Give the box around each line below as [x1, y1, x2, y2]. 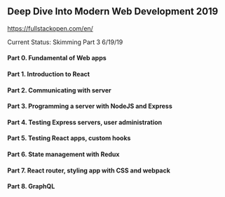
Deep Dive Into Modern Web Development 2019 [7, 6, 219, 18]
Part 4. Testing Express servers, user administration [7, 118, 163, 126]
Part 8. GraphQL [7, 182, 55, 191]
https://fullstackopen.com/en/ [7, 24, 93, 32]
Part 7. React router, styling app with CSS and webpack [7, 166, 170, 175]
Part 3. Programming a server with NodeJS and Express [7, 102, 173, 111]
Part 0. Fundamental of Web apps [7, 54, 107, 62]
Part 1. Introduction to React [7, 70, 90, 78]
